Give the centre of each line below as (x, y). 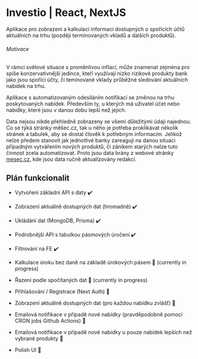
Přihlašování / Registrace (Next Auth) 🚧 (62, 291)
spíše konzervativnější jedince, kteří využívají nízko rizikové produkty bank (97, 73)
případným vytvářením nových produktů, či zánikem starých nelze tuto (92, 147)
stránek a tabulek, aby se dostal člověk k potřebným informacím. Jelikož (94, 134)
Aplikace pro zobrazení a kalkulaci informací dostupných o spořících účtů (95, 29)
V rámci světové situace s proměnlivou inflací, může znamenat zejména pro (98, 67)
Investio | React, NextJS (66, 13)
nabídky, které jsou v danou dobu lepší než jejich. (66, 110)
